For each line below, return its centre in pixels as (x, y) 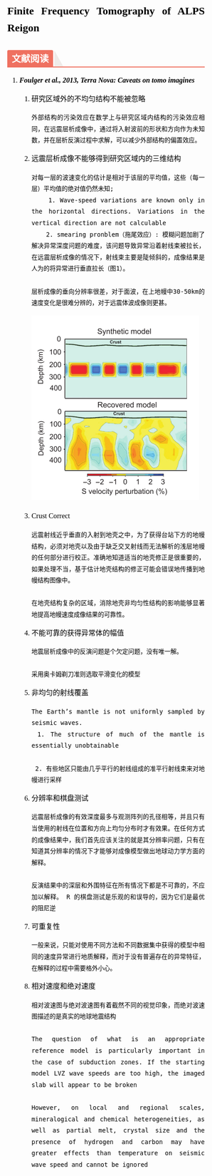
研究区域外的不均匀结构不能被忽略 (89, 98)
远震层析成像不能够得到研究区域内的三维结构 (106, 159)
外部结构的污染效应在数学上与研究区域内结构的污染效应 (115, 118)
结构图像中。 (55, 581)
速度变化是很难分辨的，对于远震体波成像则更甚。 (101, 303)
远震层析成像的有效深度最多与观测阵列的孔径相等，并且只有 (118, 817)
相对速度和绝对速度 (64, 986)
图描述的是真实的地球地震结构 (74, 1016)
